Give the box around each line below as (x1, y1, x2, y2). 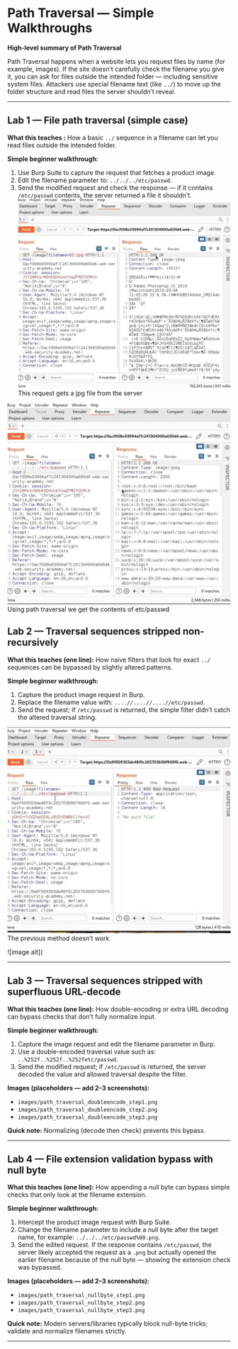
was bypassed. (17, 1263, 62, 1272)
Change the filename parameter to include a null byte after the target (17, 1226, 218, 1234)
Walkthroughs (7, 20, 93, 36)
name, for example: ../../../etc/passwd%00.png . (17, 1233, 161, 1241)
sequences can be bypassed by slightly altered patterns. (7, 662, 174, 671)
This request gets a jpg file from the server (17, 388, 143, 397)
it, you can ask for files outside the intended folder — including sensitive (7, 72, 218, 81)
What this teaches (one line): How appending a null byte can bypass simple (7, 1183, 230, 1192)
